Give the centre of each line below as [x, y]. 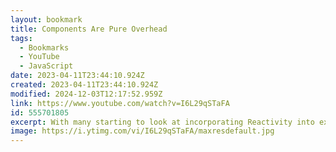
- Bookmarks [44, 47]
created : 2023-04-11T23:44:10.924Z [84, 85]
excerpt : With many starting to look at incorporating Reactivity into [162, 122]
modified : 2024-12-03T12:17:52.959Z [86, 94]
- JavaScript [46, 66]
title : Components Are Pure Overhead [89, 29]
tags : [21, 38]
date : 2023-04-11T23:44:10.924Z [77, 76]
